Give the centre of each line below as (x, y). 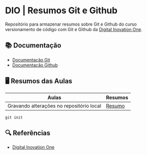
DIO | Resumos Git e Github (61, 11)
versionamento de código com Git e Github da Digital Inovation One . (74, 29)
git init (14, 117)
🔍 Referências (28, 133)
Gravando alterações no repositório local (54, 106)
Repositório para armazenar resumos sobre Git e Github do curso (71, 24)
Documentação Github (35, 65)
